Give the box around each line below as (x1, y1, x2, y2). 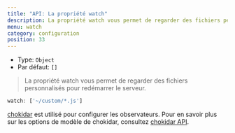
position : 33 (7, 36, 45, 43)
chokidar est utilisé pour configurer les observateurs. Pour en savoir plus (7, 110, 218, 118)
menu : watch (7, 23, 42, 30)
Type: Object (17, 55, 55, 64)
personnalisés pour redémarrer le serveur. (24, 84, 147, 92)
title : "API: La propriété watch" (7, 10, 108, 17)
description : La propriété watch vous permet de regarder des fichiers (7, 17, 220, 24)
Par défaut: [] (17, 63, 58, 71)
